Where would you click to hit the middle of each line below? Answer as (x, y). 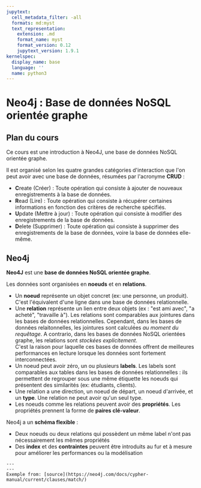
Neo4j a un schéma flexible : (42, 422)
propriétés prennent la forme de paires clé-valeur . (78, 411)
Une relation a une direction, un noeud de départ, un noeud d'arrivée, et (104, 391)
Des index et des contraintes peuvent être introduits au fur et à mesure (103, 447)
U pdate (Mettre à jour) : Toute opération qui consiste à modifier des (98, 214)
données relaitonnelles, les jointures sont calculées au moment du (97, 328)
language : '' (28, 68)
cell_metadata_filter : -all (47, 17)
